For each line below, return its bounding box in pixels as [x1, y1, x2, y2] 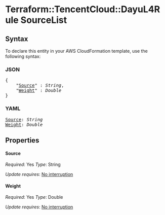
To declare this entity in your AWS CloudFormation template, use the [5, 48, 148, 54]
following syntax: [5, 53, 41, 59]
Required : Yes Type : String [5, 161, 61, 168]
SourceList [20, 14, 67, 26]
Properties [5, 136, 39, 145]
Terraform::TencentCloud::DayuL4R [5, 4, 160, 15]
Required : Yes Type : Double [5, 194, 63, 200]
